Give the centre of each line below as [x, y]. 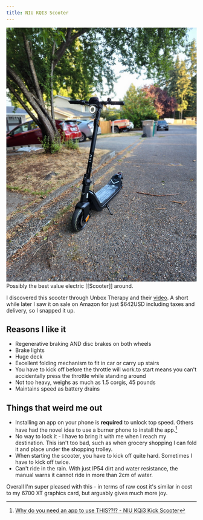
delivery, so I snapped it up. [41, 310]
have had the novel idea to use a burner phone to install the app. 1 [96, 429]
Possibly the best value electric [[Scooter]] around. [70, 286]
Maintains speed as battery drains [57, 389]
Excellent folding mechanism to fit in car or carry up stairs [87, 363]
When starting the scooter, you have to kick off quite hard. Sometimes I [103, 455]
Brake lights [30, 350]
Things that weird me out [54, 408]
